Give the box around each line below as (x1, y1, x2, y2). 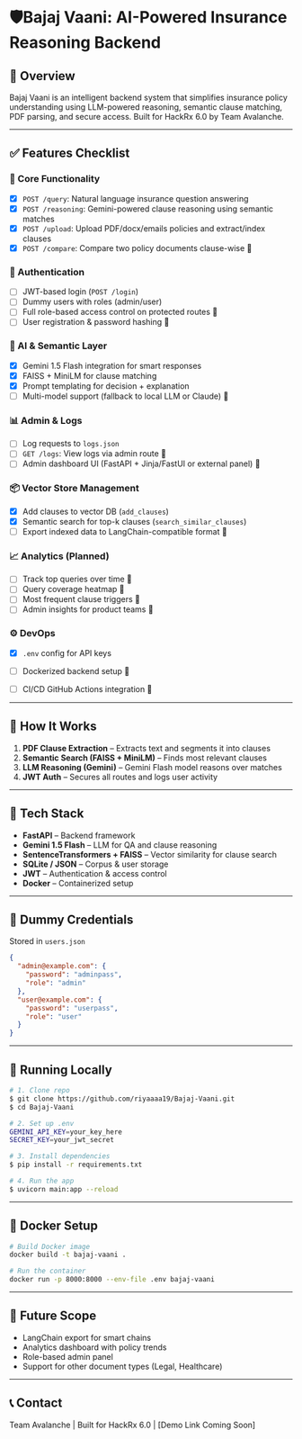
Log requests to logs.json (22, 438, 120, 449)
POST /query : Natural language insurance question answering (22, 193, 249, 203)
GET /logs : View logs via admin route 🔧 (22, 448, 167, 459)
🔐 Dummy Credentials (9, 913, 134, 928)
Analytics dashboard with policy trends (22, 1342, 167, 1353)
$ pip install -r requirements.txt (9, 1160, 143, 1170)
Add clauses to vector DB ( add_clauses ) (22, 506, 169, 517)
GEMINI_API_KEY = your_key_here (9, 1127, 123, 1137)
